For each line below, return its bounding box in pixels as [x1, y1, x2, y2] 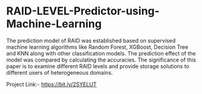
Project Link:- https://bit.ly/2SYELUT [6, 80, 97, 88]
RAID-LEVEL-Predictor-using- [6, 4, 160, 18]
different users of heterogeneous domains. [6, 69, 113, 76]
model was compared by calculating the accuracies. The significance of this [6, 56, 197, 63]
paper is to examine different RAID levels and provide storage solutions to [6, 62, 189, 70]
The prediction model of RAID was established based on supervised [6, 37, 176, 44]
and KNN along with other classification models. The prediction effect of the [6, 49, 196, 57]
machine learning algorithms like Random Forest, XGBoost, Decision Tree [6, 43, 189, 51]
